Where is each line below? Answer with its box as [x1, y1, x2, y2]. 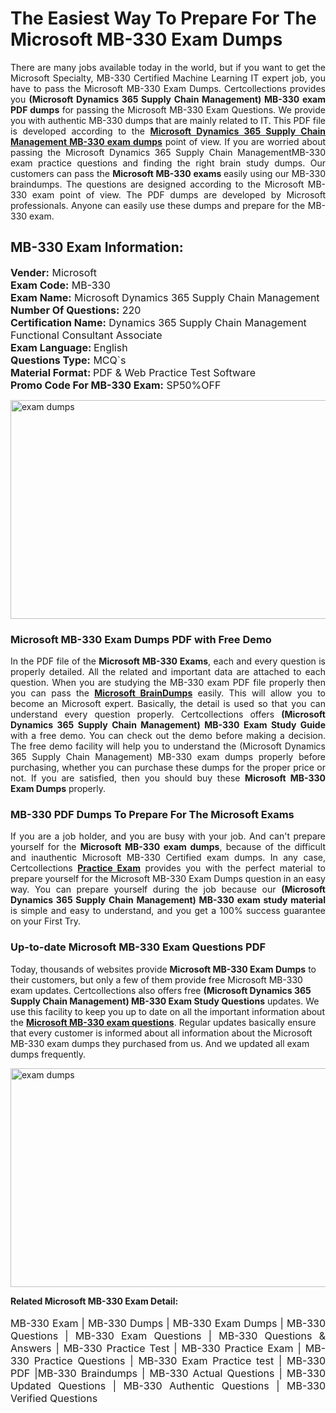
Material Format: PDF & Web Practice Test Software [10, 365, 257, 379]
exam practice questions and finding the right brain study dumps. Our [10, 157, 326, 169]
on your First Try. [10, 915, 81, 927]
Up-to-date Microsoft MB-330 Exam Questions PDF [10, 940, 267, 954]
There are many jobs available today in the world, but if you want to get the [10, 61, 326, 73]
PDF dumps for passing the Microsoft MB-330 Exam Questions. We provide [10, 103, 326, 116]
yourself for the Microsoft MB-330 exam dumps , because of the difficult [10, 841, 327, 853]
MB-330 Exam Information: [10, 239, 184, 256]
